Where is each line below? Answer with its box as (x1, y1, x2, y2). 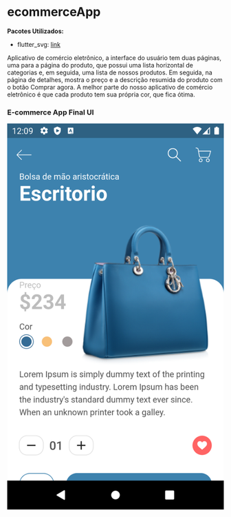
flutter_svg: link (16, 40, 60, 48)
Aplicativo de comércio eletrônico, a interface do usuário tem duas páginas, (7, 53, 222, 62)
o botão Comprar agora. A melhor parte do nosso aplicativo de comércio (7, 83, 213, 91)
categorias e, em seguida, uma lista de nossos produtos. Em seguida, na (7, 68, 213, 77)
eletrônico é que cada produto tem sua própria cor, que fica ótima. (7, 90, 195, 99)
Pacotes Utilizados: (7, 27, 64, 35)
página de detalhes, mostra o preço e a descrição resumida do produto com (7, 75, 223, 83)
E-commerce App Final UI (7, 108, 94, 117)
